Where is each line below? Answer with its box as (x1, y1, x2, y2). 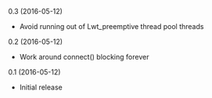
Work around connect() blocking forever (19, 53, 149, 61)
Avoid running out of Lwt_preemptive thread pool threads (19, 22, 204, 31)
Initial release (19, 82, 63, 92)
